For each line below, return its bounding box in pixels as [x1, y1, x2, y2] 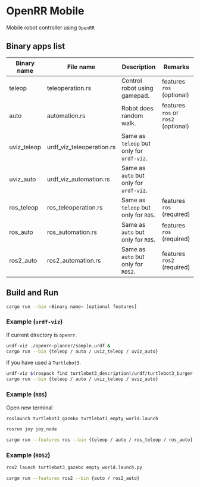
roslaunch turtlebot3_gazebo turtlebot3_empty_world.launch [6, 415, 159, 421]
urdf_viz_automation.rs [46, 175, 110, 183]
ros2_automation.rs [46, 256, 101, 264]
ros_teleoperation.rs [46, 203, 103, 211]
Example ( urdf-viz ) [6, 318, 63, 326]
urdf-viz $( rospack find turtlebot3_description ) [6, 371, 132, 377]
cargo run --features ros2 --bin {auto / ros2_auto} [6, 476, 140, 482]
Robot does [121, 104, 154, 112]
